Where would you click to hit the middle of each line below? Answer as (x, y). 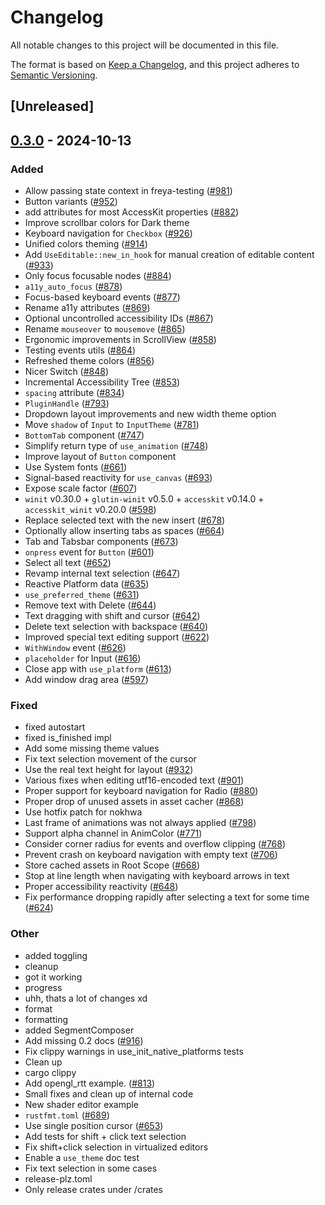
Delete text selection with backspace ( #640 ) (116, 627)
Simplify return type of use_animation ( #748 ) (116, 446)
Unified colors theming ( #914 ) (86, 244)
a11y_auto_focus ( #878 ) (73, 287)
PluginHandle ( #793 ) (67, 403)
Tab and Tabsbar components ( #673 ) (101, 542)
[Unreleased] (52, 106)
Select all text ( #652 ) (68, 563)
